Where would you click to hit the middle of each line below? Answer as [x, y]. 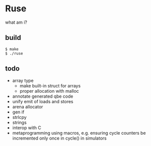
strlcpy [19, 117]
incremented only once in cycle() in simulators [59, 138]
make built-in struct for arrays [50, 86]
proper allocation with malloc [49, 91]
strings [19, 122]
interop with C [26, 128]
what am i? [16, 22]
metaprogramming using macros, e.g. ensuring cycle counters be [79, 133]
